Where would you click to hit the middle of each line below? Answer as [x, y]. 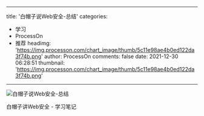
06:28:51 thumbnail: [40, 63]
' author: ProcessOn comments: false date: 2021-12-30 [110, 56]
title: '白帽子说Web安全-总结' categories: [57, 16]
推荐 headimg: [33, 43]
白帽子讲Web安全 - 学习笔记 [42, 107]
